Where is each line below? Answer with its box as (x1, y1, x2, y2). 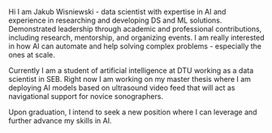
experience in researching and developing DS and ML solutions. (8, 15, 222, 25)
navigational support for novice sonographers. (8, 92, 164, 101)
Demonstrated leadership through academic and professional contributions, (8, 24, 262, 33)
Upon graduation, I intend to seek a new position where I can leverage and (8, 107, 257, 117)
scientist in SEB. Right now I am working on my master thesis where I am (8, 75, 252, 84)
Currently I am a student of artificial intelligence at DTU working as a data (8, 66, 254, 75)
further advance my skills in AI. (8, 116, 112, 125)
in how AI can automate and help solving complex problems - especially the (8, 41, 262, 51)
